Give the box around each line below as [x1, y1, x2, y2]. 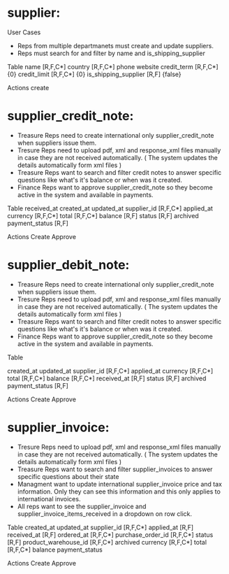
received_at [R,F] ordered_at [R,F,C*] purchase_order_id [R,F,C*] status [7, 530, 214, 539]
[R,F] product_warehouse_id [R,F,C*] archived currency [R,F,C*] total [7, 538, 207, 546]
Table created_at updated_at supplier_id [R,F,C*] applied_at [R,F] [7, 523, 194, 531]
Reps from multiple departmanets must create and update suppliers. [17, 41, 214, 50]
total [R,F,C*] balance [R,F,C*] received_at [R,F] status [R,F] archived [7, 374, 207, 382]
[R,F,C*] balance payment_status [7, 545, 103, 554]
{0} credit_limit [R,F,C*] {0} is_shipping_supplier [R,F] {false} [7, 70, 182, 78]
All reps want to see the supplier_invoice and [17, 502, 147, 510]
